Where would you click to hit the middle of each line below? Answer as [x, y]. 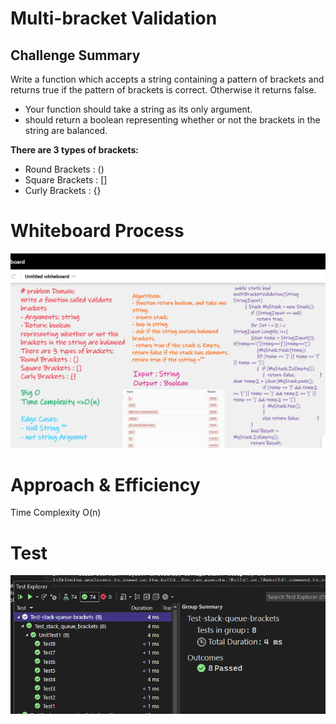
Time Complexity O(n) [56, 513]
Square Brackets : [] [66, 180]
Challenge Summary [75, 55]
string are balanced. [66, 130]
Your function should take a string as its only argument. [138, 109]
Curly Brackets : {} [63, 190]
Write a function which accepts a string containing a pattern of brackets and [167, 79]
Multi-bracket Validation [114, 18]
